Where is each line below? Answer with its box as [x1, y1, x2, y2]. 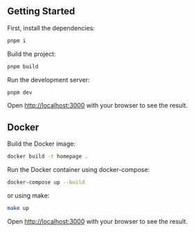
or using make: [7, 191, 50, 200]
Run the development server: [7, 75, 90, 84]
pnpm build [7, 63, 39, 70]
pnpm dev [7, 89, 33, 96]
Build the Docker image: [7, 139, 76, 148]
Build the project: [7, 50, 56, 58]
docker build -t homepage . [7, 153, 89, 160]
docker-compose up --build [7, 179, 85, 186]
